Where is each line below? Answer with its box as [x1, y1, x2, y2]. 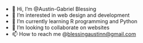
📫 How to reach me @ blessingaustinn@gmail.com [11, 31, 136, 37]
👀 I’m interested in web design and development [11, 12, 130, 19]
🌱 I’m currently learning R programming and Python [11, 18, 138, 24]
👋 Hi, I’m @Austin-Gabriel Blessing [11, 6, 97, 12]
